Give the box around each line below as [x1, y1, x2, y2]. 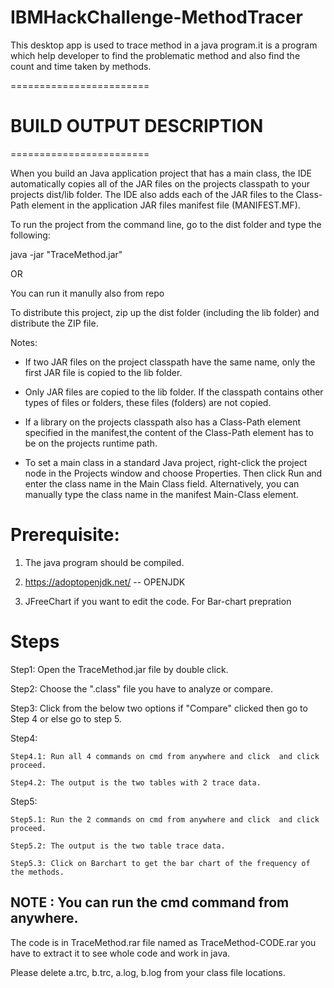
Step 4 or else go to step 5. [10, 712, 122, 725]
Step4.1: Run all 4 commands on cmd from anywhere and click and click [10, 751, 320, 761]
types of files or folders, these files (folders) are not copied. [24, 396, 272, 408]
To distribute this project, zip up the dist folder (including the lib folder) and [10, 306, 320, 318]
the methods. [10, 867, 65, 877]
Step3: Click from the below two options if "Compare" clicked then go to [10, 702, 308, 714]
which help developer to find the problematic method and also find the [10, 49, 301, 61]
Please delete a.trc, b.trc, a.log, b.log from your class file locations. [10, 966, 286, 978]
